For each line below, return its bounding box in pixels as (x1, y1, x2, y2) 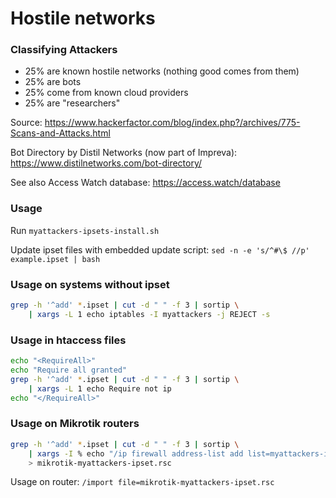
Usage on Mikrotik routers (10, 417, 140, 431)
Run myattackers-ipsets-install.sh (10, 224, 160, 236)
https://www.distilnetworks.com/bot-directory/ (10, 157, 203, 169)
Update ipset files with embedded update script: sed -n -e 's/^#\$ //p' (10, 243, 310, 256)
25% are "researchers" (24, 97, 121, 109)
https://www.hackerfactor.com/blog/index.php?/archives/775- (44, 117, 301, 129)
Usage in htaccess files (10, 333, 127, 347)
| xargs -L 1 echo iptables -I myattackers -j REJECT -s (28, 309, 271, 319)
